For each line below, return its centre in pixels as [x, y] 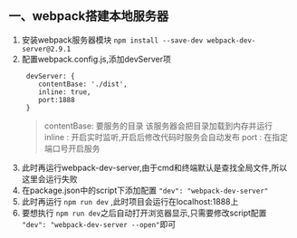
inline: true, [65, 92]
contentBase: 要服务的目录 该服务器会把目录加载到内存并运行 [158, 126]
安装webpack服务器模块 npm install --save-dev [112, 40]
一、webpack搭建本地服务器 [89, 16]
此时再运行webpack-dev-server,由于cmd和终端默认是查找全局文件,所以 [154, 167]
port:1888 [57, 100]
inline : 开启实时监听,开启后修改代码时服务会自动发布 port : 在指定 [166, 137]
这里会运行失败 [49, 178]
